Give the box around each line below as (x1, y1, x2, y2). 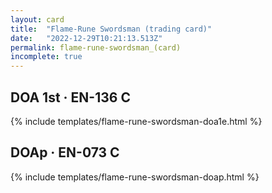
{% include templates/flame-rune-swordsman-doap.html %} (10, 171, 260, 183)
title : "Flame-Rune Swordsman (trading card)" (10, 24, 213, 34)
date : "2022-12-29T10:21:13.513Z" (10, 33, 163, 43)
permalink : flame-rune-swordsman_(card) (10, 42, 182, 53)
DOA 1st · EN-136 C (10, 89, 131, 106)
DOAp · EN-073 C (10, 144, 120, 161)
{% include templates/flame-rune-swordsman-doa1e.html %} (10, 115, 263, 127)
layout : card (10, 14, 65, 25)
